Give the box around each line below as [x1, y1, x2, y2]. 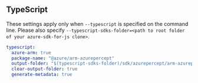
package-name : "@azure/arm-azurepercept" [11, 55, 115, 61]
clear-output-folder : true [11, 66, 78, 72]
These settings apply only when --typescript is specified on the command [6, 20, 189, 27]
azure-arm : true [11, 49, 51, 55]
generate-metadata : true [11, 72, 72, 78]
